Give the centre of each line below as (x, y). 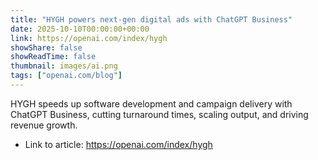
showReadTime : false (53, 57)
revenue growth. (44, 125)
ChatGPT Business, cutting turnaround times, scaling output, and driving (159, 114)
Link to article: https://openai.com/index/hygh (118, 144)
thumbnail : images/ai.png (64, 66)
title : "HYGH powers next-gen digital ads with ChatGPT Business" (151, 19)
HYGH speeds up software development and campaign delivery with (151, 103)
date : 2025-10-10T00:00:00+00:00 (80, 29)
